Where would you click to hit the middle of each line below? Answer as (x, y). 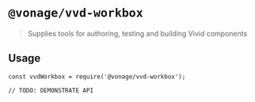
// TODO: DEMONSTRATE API (51, 90)
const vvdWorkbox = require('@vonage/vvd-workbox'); (97, 77)
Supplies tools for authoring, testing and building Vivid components (137, 33)
